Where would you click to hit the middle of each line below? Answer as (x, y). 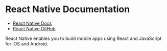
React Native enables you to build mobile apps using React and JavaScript (83, 38)
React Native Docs (32, 23)
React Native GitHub (34, 28)
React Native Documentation (68, 9)
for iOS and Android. (27, 43)
